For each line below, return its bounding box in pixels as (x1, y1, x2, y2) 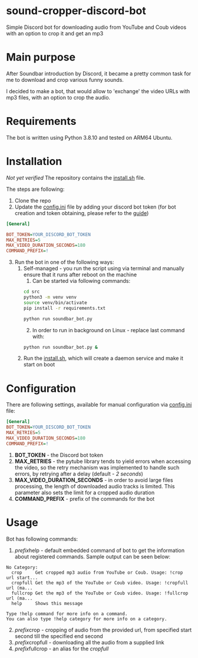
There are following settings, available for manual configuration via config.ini (6, 401, 192, 408)
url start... (6, 574, 38, 581)
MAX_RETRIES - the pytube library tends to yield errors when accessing (14, 458, 192, 465)
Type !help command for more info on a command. (6, 611, 128, 617)
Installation (6, 155, 62, 168)
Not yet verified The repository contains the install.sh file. (6, 174, 146, 181)
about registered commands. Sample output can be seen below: (14, 553, 171, 560)
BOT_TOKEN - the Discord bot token (14, 451, 103, 458)
